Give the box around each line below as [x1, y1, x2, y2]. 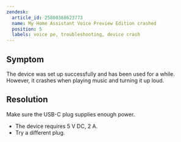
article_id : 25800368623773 [12, 15, 83, 21]
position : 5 [12, 26, 43, 32]
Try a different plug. [15, 129, 65, 136]
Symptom [6, 54, 44, 65]
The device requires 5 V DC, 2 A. [15, 122, 98, 130]
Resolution [6, 94, 48, 105]
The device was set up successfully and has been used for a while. [6, 70, 175, 77]
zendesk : [6, 9, 29, 15]
